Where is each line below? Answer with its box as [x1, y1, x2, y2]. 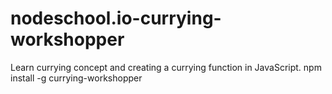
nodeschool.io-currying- [10, 7, 222, 30]
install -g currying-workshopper [10, 72, 143, 84]
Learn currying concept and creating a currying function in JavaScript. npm [10, 61, 322, 73]
